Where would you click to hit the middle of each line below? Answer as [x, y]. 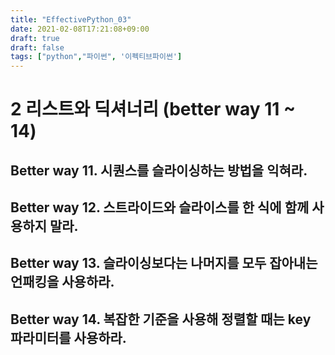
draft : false [37, 47]
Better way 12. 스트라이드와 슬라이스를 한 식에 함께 [160, 207]
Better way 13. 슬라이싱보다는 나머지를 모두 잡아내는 [164, 263]
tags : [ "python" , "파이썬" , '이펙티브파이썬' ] [96, 57]
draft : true [35, 38]
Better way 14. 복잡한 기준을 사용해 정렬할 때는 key [161, 319]
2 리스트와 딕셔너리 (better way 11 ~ [153, 109]
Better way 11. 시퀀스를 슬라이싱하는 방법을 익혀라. [159, 170]
